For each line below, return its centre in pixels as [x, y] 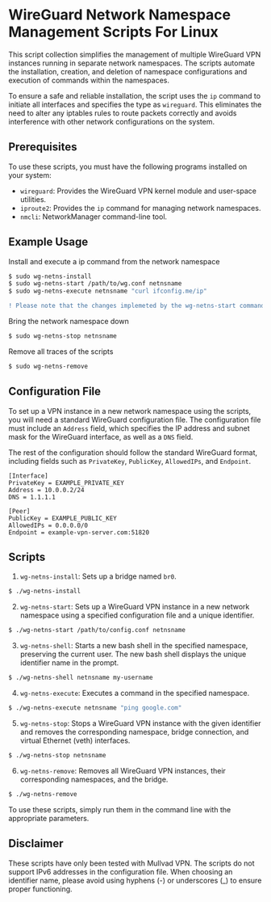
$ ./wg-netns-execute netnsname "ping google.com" [95, 708]
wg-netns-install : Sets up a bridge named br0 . [98, 576]
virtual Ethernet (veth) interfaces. [75, 740]
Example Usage [48, 242]
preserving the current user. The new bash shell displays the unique [133, 654]
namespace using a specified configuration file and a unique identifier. [137, 615]
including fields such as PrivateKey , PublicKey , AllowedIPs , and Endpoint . [130, 461]
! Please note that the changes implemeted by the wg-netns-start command [137, 306]
